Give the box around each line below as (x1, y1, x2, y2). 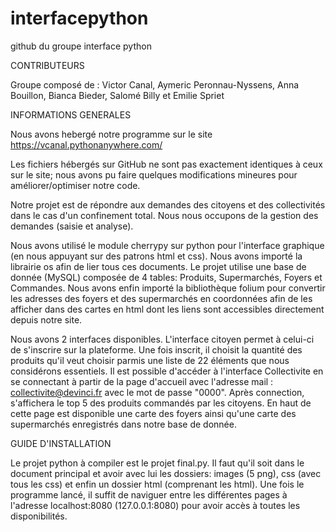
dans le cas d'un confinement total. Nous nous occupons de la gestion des (10, 209, 319, 221)
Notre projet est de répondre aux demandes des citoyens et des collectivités (10, 198, 326, 211)
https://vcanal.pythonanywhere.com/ (10, 138, 163, 151)
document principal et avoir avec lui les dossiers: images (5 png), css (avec (10, 467, 322, 479)
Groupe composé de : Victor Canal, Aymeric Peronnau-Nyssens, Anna (10, 78, 300, 91)
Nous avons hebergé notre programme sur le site (10, 128, 213, 140)
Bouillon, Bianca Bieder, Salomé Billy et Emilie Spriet (10, 89, 225, 101)
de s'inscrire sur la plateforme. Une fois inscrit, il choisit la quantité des (10, 343, 303, 356)
